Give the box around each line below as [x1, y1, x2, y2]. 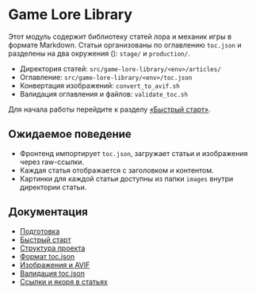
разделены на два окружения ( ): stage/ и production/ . [8, 48, 190, 58]
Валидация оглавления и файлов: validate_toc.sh [19, 89, 189, 98]
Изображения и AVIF [19, 260, 90, 269]
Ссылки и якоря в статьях [19, 277, 109, 286]
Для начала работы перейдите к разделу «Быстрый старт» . [8, 105, 212, 114]
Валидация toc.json [19, 268, 86, 278]
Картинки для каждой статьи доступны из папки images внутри [19, 174, 234, 183]
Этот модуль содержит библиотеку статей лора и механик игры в [8, 32, 232, 41]
